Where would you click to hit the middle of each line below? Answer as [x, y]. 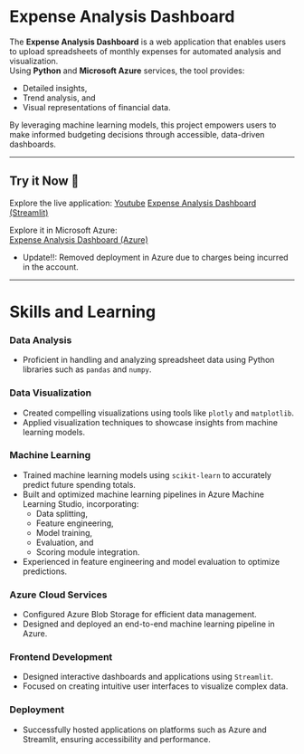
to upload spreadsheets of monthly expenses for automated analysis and [146, 51]
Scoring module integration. [88, 552]
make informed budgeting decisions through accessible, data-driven [137, 134]
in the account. [50, 267]
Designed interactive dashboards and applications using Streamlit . [148, 677]
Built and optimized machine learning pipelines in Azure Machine [143, 494]
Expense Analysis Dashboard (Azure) [79, 239]
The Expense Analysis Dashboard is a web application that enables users [148, 42]
